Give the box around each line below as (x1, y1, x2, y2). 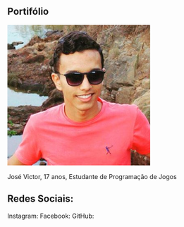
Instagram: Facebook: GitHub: (7, 211, 94, 220)
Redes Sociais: (7, 193, 74, 205)
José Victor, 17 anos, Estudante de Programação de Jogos (7, 172, 178, 180)
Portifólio (7, 6, 49, 18)
